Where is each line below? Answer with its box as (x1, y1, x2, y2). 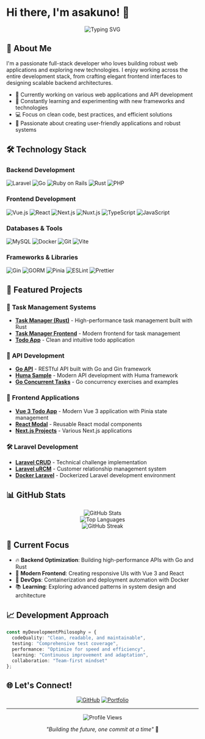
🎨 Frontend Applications (6, 394, 80, 402)
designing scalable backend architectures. (6, 79, 113, 86)
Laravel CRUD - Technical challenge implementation (15, 458, 148, 466)
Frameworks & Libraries (6, 253, 78, 261)
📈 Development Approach (6, 610, 109, 620)
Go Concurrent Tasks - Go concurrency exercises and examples (15, 378, 179, 386)
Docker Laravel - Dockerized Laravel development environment (15, 471, 176, 478)
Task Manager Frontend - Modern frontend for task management (15, 330, 181, 337)
